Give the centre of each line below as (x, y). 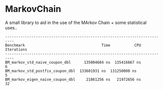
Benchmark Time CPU (73, 45)
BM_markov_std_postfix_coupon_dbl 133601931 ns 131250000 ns (71, 71)
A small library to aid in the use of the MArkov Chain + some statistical (76, 22)
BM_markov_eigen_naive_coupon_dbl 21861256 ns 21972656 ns (73, 79)
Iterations (16, 49)
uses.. (11, 27)
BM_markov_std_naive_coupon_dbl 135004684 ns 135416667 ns (73, 62)
